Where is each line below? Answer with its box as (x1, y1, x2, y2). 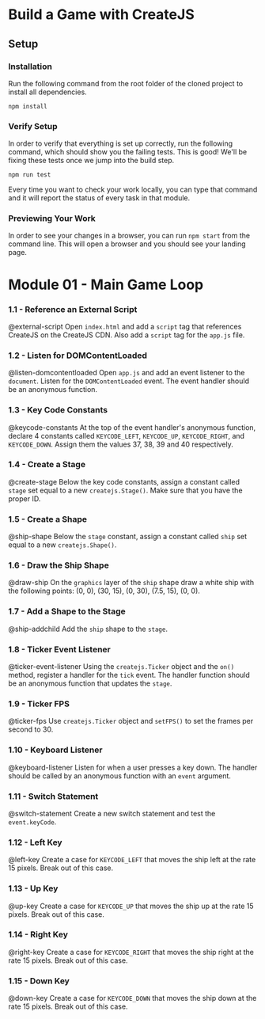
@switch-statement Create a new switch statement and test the (8, 808, 216, 818)
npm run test (8, 171, 51, 179)
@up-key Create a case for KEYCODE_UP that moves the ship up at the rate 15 (8, 901, 255, 911)
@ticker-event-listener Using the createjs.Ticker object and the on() (8, 662, 235, 671)
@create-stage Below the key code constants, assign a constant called (8, 477, 240, 486)
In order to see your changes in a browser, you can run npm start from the (8, 231, 251, 241)
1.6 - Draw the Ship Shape (8, 560, 109, 571)
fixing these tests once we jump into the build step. (8, 156, 175, 165)
